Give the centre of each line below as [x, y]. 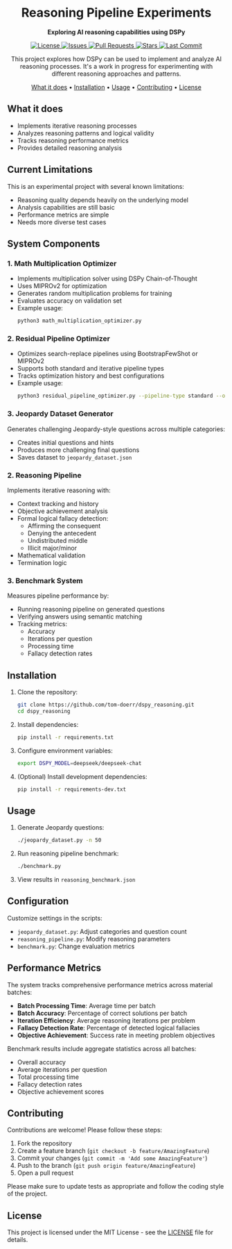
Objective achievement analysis [63, 511]
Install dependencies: [48, 724]
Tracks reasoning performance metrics [73, 140]
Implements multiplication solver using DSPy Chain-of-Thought [107, 278]
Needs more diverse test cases [62, 222]
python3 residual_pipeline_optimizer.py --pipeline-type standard [115, 396]
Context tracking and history [58, 503]
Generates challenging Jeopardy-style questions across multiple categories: [116, 429]
